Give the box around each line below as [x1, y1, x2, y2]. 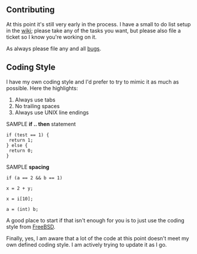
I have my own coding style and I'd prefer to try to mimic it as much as [6, 78, 179, 85]
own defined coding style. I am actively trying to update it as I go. [6, 241, 167, 248]
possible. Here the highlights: [6, 84, 78, 91]
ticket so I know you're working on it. [6, 33, 97, 41]
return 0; [8, 148, 33, 154]
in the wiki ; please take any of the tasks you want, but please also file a [6, 27, 181, 34]
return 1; [8, 137, 33, 143]
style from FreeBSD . [6, 223, 56, 230]
